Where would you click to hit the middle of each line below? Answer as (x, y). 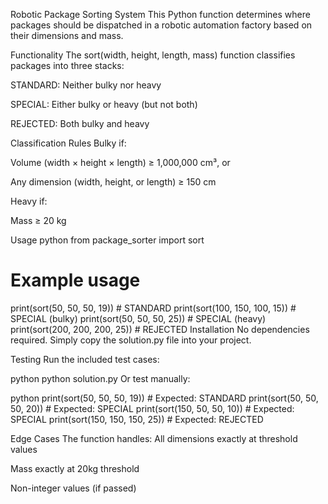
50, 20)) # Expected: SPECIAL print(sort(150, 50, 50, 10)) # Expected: (152, 408)
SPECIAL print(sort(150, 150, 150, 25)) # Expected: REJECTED (137, 419)
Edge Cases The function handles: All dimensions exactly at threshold (154, 438)
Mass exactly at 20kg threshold (75, 468)
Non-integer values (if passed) (73, 488)
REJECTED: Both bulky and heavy (80, 123)
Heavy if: (29, 201)
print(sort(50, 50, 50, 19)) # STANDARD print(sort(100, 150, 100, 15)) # (153, 308)
